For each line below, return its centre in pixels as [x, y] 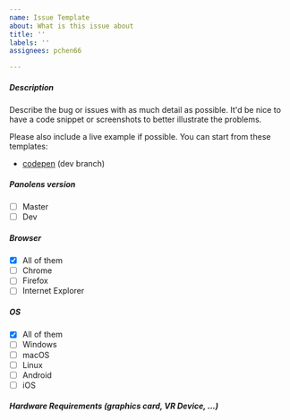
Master [35, 207]
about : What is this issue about [72, 26]
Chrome [37, 270]
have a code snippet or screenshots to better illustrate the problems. [136, 120]
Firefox [35, 281]
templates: [29, 146]
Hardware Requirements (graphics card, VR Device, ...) [114, 406]
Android [37, 375]
